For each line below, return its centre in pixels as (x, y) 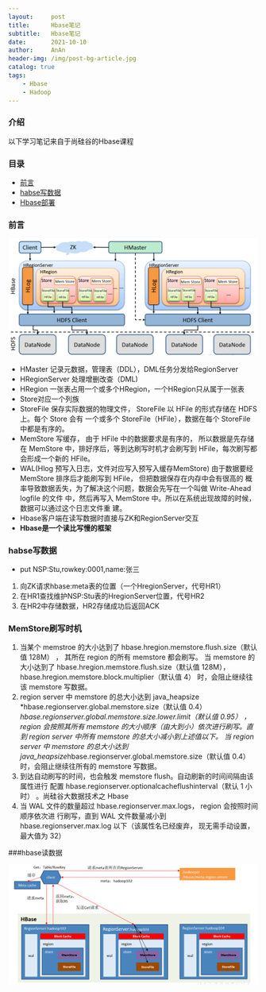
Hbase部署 (37, 203)
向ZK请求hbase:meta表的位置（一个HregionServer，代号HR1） (122, 586)
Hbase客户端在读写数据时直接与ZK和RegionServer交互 (109, 518)
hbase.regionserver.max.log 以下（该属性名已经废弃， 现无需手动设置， (137, 826)
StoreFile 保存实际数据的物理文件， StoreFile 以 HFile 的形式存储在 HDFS (139, 408)
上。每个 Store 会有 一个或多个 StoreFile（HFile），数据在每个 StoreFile (135, 419)
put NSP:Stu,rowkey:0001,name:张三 (80, 569)
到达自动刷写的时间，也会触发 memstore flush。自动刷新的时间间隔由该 (137, 776)
